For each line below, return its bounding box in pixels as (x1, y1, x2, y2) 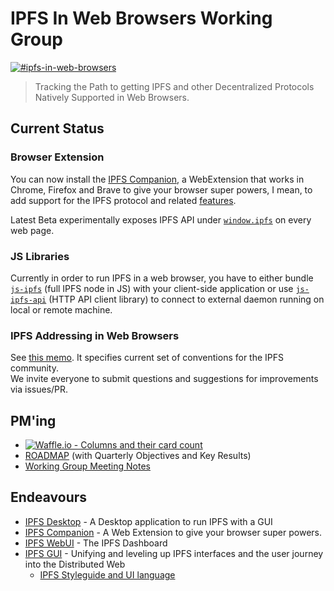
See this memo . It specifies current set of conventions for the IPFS (10, 352, 285, 364)
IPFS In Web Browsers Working (10, 7, 273, 30)
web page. (10, 224, 55, 236)
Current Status (10, 120, 105, 137)
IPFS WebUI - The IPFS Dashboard (24, 537, 168, 549)
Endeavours (10, 489, 88, 506)
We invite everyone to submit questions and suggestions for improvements (10, 373, 319, 385)
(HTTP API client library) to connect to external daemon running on (48, 293, 325, 305)
